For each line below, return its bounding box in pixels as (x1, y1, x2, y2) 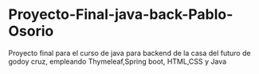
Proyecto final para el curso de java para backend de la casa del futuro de (8, 48, 251, 57)
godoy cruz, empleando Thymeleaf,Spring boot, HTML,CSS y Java (8, 57, 227, 66)
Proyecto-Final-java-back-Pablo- (8, 6, 233, 24)
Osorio (8, 22, 54, 40)
